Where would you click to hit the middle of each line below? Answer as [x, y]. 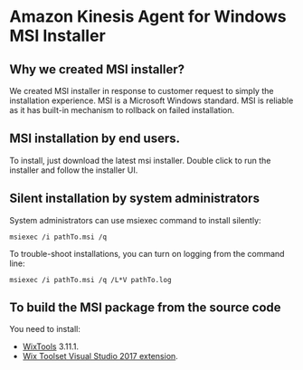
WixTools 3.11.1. [51, 346]
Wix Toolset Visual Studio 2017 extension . [100, 356]
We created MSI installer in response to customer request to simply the [142, 91]
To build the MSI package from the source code [146, 308]
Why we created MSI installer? [97, 69]
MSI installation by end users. [95, 139]
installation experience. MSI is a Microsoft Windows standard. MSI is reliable [151, 100]
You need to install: [45, 329]
